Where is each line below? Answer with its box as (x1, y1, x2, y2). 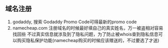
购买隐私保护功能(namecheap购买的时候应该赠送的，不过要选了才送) (17, 37, 159, 43)
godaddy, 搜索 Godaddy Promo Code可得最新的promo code (12, 19, 137, 25)
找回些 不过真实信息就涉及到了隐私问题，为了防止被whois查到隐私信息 (12, 31, 158, 37)
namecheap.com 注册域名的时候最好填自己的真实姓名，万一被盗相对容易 (12, 25, 163, 31)
